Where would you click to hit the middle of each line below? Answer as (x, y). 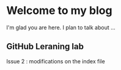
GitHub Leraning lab (45, 47)
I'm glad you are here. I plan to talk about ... (61, 27)
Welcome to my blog (59, 11)
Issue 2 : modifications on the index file (56, 61)
